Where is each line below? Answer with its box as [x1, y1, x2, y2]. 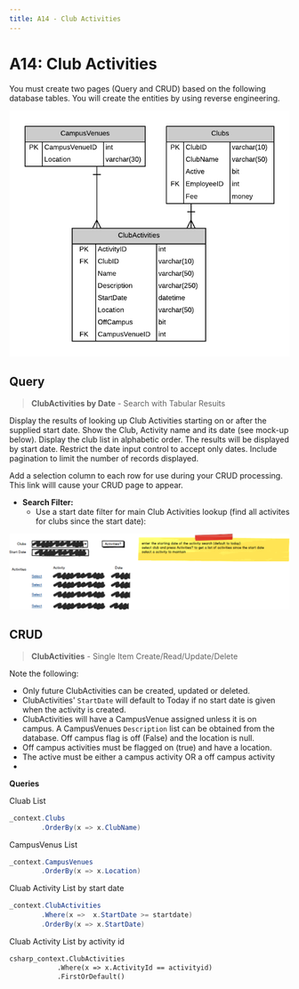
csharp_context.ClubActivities [9, 954, 125, 963]
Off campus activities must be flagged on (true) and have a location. [21, 742, 273, 752]
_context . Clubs [9, 814, 66, 823]
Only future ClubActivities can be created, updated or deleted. [21, 685, 251, 696]
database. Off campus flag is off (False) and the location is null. [21, 732, 255, 743]
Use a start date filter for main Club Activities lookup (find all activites [35, 506, 290, 517]
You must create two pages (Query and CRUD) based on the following [9, 83, 267, 93]
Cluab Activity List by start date [9, 883, 125, 894]
